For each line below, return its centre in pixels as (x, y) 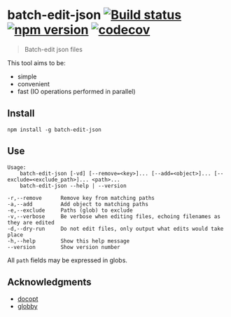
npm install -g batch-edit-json (54, 130)
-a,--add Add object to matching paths (78, 204)
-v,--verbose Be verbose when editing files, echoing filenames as (114, 216)
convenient (34, 83)
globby (27, 306)
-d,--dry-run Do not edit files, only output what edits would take (115, 229)
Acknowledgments (50, 282)
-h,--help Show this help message (69, 241)
